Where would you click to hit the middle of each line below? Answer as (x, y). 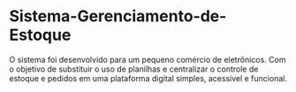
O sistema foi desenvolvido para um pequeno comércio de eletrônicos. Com (148, 59)
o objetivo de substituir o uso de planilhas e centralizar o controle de (134, 69)
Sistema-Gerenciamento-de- (118, 16)
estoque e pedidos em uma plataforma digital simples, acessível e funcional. (148, 78)
